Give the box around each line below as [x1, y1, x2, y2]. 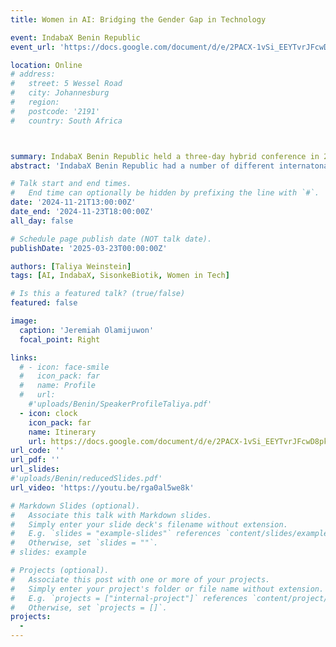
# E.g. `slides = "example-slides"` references [10, 529, 222, 539]
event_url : [10, 42, 56, 52]
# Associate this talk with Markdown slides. [10, 510, 213, 520]
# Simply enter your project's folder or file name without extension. [10, 584, 325, 594]
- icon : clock [19, 408, 78, 418]
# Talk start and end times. [10, 179, 132, 189]
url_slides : [10, 464, 60, 475]
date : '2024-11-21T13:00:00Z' [10, 197, 137, 208]
